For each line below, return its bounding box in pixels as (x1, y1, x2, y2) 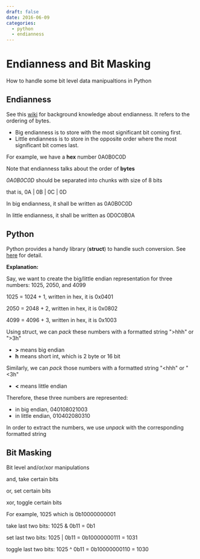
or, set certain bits (6, 487, 51, 494)
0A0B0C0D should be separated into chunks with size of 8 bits (6, 176, 163, 184)
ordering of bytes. (6, 117, 51, 124)
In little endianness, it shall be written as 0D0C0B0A (6, 212, 136, 219)
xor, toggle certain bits (6, 499, 62, 506)
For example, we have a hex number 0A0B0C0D (6, 153, 127, 160)
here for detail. (6, 251, 43, 259)
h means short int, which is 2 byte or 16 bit (14, 352, 120, 359)
